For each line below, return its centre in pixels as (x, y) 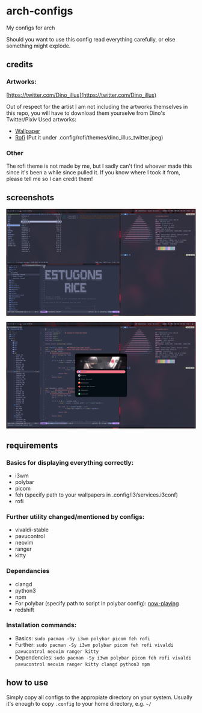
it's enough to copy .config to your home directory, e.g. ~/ (79, 703)
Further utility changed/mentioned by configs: (75, 516)
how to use (27, 683)
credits (20, 65)
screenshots (30, 197)
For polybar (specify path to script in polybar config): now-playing (97, 603)
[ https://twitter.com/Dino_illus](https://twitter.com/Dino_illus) (81, 95)
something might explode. (38, 46)
